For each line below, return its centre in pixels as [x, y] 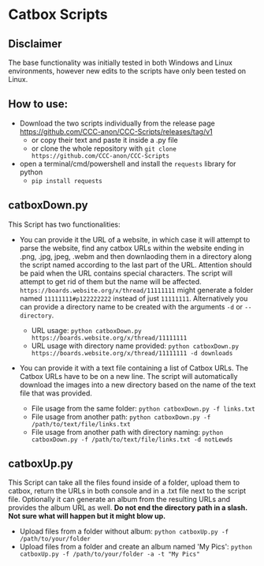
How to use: [38, 104]
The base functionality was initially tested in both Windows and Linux [120, 62]
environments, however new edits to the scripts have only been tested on [127, 71]
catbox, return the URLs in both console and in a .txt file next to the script [127, 491]
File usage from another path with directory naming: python [127, 432]
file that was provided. [56, 393]
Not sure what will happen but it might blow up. [87, 516]
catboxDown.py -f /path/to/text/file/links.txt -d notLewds [132, 440]
